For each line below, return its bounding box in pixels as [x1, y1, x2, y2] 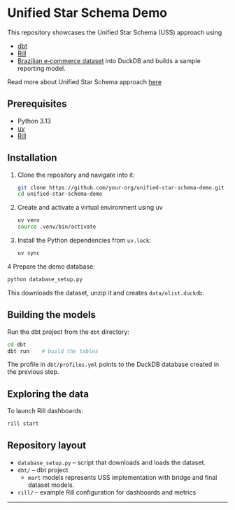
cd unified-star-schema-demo [17, 191, 103, 198]
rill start [7, 420, 39, 427]
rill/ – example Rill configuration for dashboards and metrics [17, 488, 197, 496]
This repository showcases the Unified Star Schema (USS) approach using [7, 28, 222, 36]
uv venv [17, 217, 40, 224]
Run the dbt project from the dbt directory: [7, 328, 129, 336]
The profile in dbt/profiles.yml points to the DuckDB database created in [7, 360, 219, 369]
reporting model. [17, 64, 66, 72]
